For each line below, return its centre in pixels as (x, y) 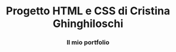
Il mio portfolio (88, 42)
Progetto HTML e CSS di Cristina (88, 11)
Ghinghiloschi (88, 24)
